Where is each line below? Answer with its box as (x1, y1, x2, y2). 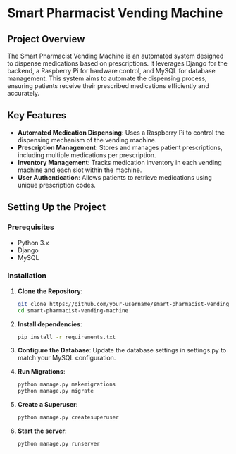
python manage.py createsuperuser (17, 414, 119, 421)
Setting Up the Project (7, 201, 106, 213)
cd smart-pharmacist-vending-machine (17, 307, 129, 314)
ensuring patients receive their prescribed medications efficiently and (7, 82, 209, 90)
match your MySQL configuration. (17, 354, 116, 362)
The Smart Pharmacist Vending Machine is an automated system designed (7, 51, 224, 60)
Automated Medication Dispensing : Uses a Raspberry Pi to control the (17, 128, 225, 137)
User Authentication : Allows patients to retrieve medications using (17, 173, 213, 181)
